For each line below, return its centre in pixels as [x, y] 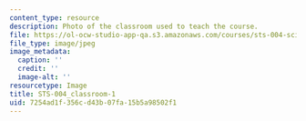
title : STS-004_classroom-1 [63, 94]
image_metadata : [40, 52]
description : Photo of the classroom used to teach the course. [134, 26]
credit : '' [38, 69]
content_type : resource [55, 18]
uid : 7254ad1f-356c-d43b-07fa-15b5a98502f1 [93, 102]
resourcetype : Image [49, 86]
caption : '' [41, 60]
